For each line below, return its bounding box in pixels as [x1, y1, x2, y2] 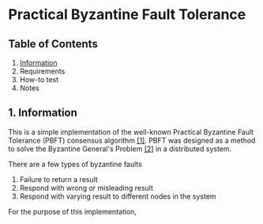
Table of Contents [8, 37, 99, 51]
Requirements [19, 66, 66, 76]
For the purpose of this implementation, [8, 207, 137, 216]
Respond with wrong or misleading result [19, 183, 154, 192]
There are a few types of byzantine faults [8, 159, 142, 169]
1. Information [8, 106, 77, 120]
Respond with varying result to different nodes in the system [19, 192, 216, 201]
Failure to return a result [19, 174, 99, 184]
